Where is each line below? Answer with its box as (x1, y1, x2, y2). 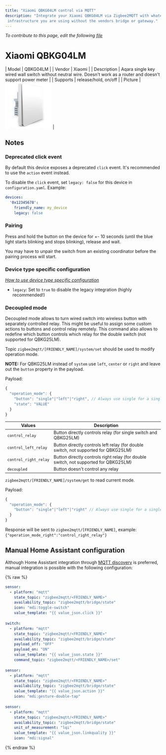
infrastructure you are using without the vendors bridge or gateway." (7, 18, 158, 23)
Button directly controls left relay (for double (53, 442, 144, 448)
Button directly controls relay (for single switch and (53, 429, 157, 435)
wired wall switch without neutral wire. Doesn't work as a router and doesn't (5, 72, 160, 78)
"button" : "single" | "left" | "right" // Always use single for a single (14, 507, 163, 512)
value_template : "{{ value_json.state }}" (14, 652, 103, 658)
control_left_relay (7, 445, 47, 450)
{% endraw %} (5, 745, 36, 751)
